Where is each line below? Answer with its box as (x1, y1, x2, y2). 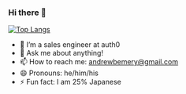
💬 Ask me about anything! (19, 49, 104, 58)
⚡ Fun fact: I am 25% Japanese (19, 78, 122, 87)
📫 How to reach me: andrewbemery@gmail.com (19, 57, 179, 67)
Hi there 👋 (8, 7, 47, 18)
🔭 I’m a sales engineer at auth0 (19, 40, 121, 49)
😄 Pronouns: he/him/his (19, 68, 99, 78)
